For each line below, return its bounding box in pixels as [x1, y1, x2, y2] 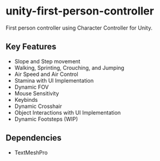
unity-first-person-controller [5, 4, 155, 18]
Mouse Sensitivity [14, 89, 59, 97]
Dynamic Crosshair [14, 103, 62, 110]
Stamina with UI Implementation [14, 77, 94, 84]
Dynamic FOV [14, 83, 49, 90]
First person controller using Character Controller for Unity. [5, 24, 153, 31]
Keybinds [14, 96, 38, 103]
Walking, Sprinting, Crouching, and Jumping [14, 64, 124, 71]
